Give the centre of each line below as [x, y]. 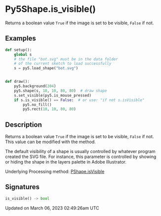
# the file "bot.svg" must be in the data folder [66, 59]
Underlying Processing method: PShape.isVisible [55, 171]
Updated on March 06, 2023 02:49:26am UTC [52, 208]
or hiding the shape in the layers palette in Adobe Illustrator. [66, 162]
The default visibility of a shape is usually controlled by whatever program [80, 152]
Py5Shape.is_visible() [51, 9]
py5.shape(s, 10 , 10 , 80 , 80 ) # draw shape [60, 91]
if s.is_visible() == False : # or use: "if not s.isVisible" [79, 100]
